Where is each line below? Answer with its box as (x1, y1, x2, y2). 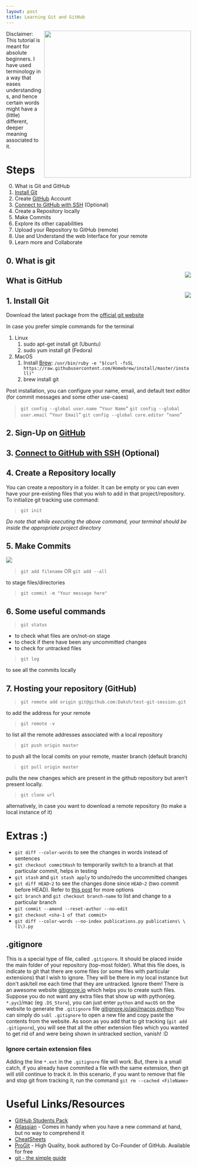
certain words (6, 99, 40, 106)
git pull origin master (20, 764, 79, 770)
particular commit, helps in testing (14, 868, 97, 874)
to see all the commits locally (6, 667, 76, 674)
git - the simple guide (14, 1155, 66, 1162)
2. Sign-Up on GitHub (6, 428, 86, 438)
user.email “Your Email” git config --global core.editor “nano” (20, 412, 183, 418)
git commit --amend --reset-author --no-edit (14, 906, 128, 912)
